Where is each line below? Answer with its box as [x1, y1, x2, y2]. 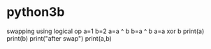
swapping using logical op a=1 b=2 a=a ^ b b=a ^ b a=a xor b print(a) [6, 27, 205, 35]
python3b [6, 4, 65, 20]
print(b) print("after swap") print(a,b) [6, 34, 112, 42]
